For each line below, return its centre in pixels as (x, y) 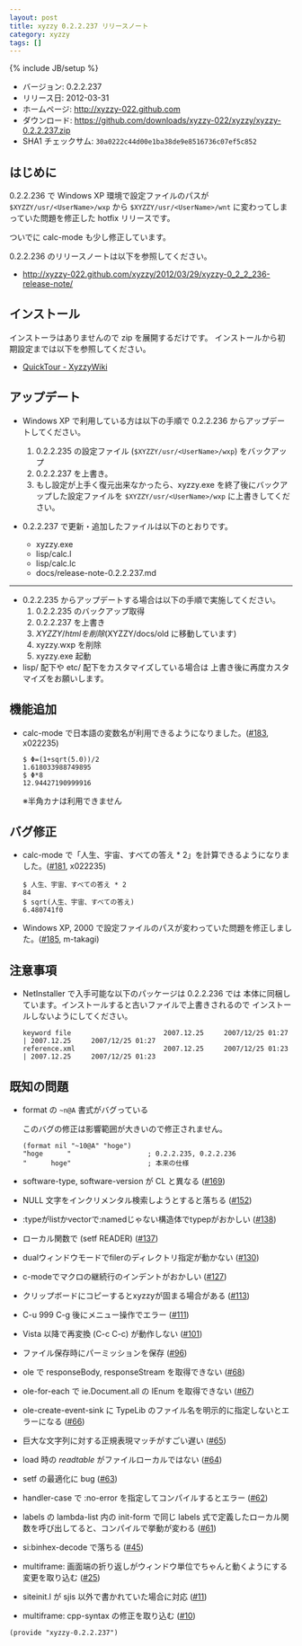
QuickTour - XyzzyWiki (65, 367)
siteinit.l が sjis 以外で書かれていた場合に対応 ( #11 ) (115, 1597)
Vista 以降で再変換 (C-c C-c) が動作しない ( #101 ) (112, 1333)
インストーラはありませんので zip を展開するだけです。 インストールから (144, 337)
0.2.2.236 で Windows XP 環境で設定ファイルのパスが (109, 196)
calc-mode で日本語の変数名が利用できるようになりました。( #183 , (146, 732)
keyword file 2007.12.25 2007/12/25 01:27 (155, 1033)
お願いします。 (81, 678)
